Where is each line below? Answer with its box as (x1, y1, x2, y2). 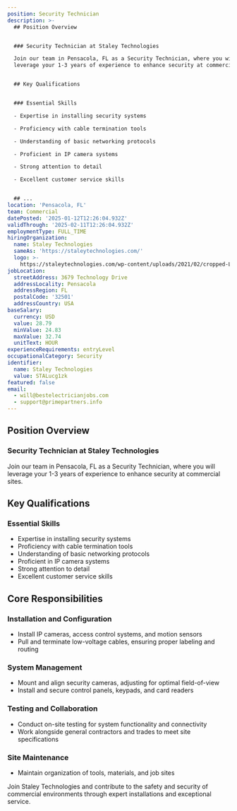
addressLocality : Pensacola (13, 280, 97, 288)
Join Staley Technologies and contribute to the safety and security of (7, 782, 209, 791)
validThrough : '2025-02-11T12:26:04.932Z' (7, 221, 134, 228)
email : (7, 386, 27, 393)
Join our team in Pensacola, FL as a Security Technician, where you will (7, 462, 215, 470)
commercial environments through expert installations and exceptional (7, 789, 212, 798)
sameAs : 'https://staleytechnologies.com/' (13, 248, 143, 255)
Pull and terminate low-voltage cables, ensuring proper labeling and (17, 637, 215, 646)
